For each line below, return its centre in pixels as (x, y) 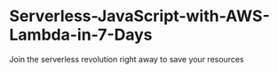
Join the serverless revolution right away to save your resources (127, 59)
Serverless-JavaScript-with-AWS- (139, 16)
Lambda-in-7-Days (81, 35)
